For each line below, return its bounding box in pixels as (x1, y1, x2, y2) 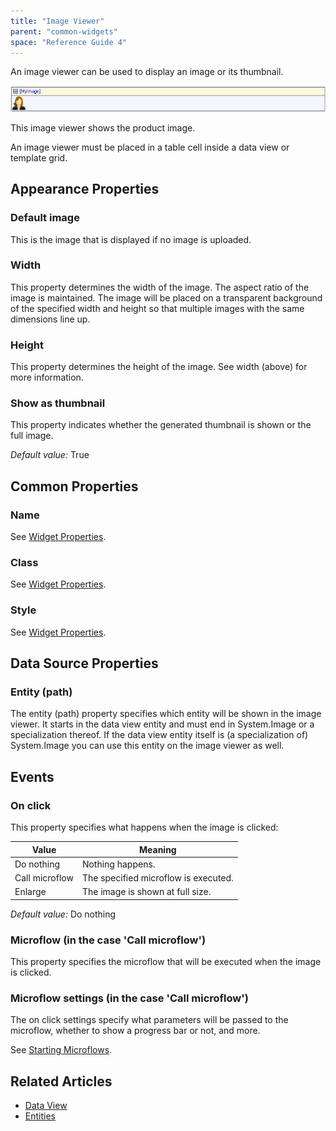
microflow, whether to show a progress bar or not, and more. (10, 1025, 261, 1037)
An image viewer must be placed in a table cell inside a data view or (10, 141, 290, 153)
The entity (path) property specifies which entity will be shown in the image (10, 708, 322, 720)
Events (10, 768, 55, 785)
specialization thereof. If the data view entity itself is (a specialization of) (10, 729, 309, 741)
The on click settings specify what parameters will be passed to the (10, 1014, 289, 1026)
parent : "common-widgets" (10, 26, 118, 37)
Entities (24, 1110, 56, 1122)
